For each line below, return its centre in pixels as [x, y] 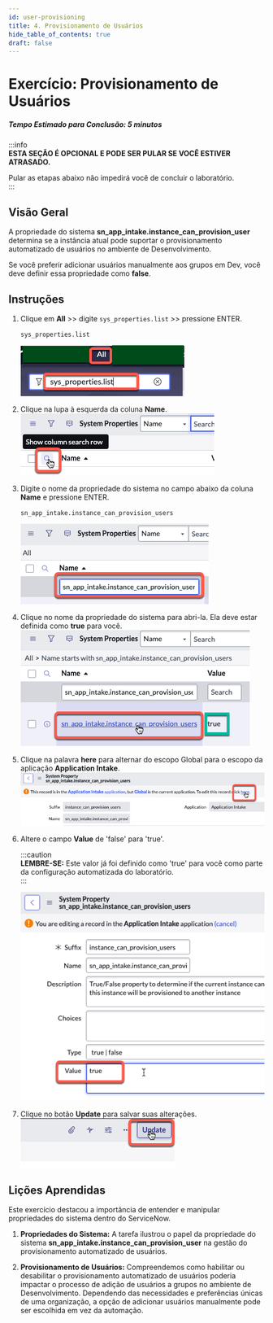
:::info [18, 145]
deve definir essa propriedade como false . [80, 273]
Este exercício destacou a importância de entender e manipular [115, 1210]
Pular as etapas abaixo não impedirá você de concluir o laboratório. [121, 178]
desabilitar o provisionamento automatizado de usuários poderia [128, 1276]
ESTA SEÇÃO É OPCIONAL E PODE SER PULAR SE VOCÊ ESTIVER [119, 154]
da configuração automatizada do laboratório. [97, 872]
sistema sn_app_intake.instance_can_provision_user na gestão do [134, 1243]
